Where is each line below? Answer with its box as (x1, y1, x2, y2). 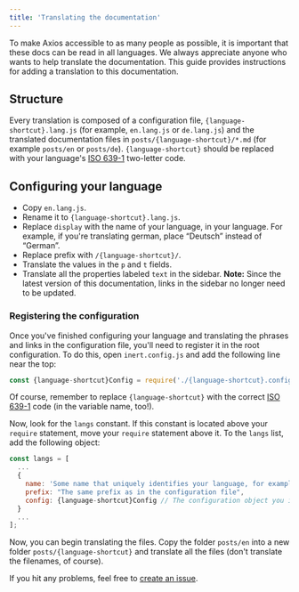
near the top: (9, 358, 57, 369)
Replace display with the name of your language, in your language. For (21, 222, 283, 232)
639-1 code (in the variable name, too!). (9, 401, 155, 412)
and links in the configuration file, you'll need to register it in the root (9, 339, 260, 350)
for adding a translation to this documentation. (9, 66, 180, 77)
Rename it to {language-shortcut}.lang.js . (21, 212, 181, 223)
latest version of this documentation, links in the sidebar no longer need (21, 278, 286, 289)
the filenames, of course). (9, 556, 104, 566)
